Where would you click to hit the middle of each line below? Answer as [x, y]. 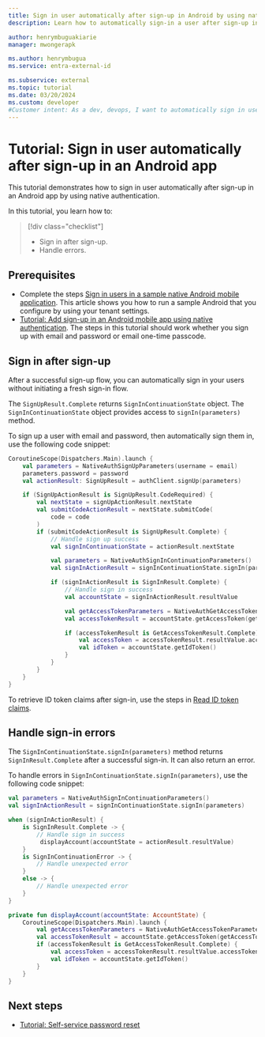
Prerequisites [42, 275]
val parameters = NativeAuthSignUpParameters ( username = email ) [130, 466]
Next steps [35, 1006]
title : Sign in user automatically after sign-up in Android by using [127, 15]
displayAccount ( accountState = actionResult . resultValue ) [137, 842]
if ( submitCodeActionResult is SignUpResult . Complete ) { [132, 532]
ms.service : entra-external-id [60, 66]
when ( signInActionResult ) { [56, 820]
